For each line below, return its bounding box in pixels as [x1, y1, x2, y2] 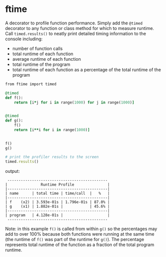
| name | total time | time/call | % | [5, 191, 110, 196]
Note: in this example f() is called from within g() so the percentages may [5, 226, 158, 232]
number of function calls [12, 45, 63, 51]
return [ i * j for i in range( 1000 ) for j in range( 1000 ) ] [14, 100, 135, 105]
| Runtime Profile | [5, 182, 110, 187]
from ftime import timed [5, 81, 57, 87]
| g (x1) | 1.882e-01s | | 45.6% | [5, 204, 110, 209]
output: [5, 168, 20, 174]
